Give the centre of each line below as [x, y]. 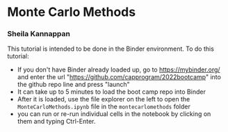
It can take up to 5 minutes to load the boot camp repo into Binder [112, 92]
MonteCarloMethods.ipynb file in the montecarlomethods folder [104, 107]
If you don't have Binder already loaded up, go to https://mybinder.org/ [119, 69]
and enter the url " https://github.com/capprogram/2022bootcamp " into [119, 77]
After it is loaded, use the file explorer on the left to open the [104, 99]
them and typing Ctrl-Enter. [56, 122]
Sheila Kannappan [39, 34]
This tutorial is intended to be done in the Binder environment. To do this [111, 49]
